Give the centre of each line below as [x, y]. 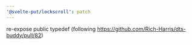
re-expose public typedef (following [51, 29]
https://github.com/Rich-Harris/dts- [141, 29]
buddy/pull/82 [24, 35]
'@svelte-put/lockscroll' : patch [48, 12]
